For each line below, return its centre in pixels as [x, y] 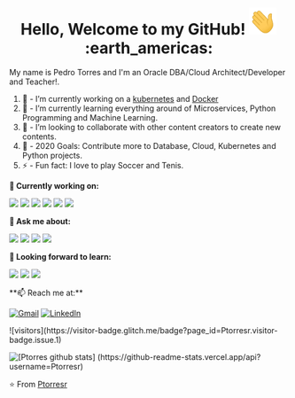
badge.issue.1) [35, 340]
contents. [39, 137]
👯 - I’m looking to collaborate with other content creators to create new [151, 128]
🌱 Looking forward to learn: [61, 257]
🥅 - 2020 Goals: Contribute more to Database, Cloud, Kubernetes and [149, 146]
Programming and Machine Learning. [89, 118]
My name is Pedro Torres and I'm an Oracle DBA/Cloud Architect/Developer [147, 73]
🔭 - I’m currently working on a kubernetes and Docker [120, 99]
